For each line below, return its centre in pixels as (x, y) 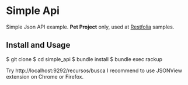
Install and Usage (38, 45)
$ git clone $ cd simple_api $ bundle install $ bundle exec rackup (84, 59)
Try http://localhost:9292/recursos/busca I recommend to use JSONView (94, 70)
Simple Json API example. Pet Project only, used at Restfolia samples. (90, 27)
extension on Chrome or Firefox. (45, 76)
